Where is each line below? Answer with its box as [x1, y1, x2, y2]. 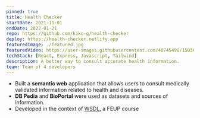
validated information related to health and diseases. [14, 87, 144, 94]
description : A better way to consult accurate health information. [6, 58, 180, 64]
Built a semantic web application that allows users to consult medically [14, 80, 189, 87]
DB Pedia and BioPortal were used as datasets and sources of [14, 93, 168, 100]
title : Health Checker [6, 14, 62, 20]
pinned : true [6, 8, 39, 15]
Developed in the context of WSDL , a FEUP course [14, 105, 139, 113]
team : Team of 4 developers [6, 63, 76, 70]
